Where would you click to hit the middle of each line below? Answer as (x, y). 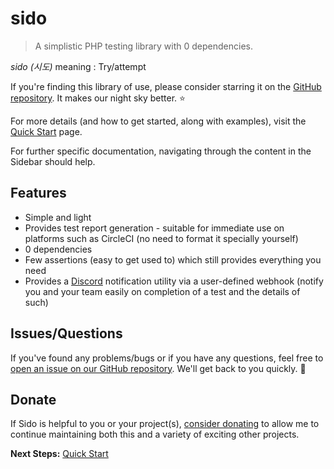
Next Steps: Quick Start (59, 454)
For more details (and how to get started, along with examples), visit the (158, 121)
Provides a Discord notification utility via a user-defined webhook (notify (174, 281)
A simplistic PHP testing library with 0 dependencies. (143, 46)
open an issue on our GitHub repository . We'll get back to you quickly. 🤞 (158, 368)
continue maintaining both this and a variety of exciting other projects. (155, 434)
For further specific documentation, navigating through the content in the (161, 151)
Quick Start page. (46, 131)
